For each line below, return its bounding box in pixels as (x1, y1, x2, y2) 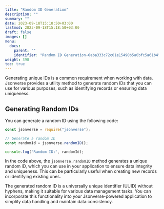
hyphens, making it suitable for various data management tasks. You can (5, 188, 151, 194)
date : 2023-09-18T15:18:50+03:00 (5, 21, 73, 26)
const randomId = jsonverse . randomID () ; (5, 140, 89, 146)
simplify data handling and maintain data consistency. (5, 199, 113, 205)
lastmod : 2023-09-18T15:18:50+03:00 (5, 25, 80, 30)
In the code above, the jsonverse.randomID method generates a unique (5, 158, 147, 164)
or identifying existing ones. (5, 174, 61, 180)
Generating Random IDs (5, 104, 79, 113)
